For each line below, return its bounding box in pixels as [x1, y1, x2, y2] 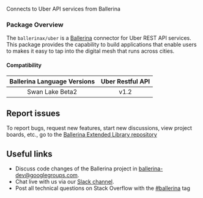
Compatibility [6, 61, 42, 69]
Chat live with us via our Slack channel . [15, 178, 114, 186]
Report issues [6, 108, 61, 118]
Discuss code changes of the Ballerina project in [15, 165, 138, 172]
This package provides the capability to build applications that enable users [6, 41, 197, 48]
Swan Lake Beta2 [27, 87, 78, 96]
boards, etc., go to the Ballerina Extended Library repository [6, 131, 157, 139]
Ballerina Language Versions [9, 77, 95, 85]
